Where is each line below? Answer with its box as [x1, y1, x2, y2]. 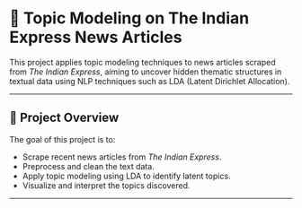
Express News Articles [9, 27, 182, 48]
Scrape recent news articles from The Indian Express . [22, 152, 222, 162]
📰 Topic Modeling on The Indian [9, 8, 250, 29]
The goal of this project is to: [9, 134, 116, 144]
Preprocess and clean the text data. [22, 160, 155, 171]
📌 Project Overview [9, 110, 120, 126]
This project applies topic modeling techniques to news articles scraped [9, 56, 276, 67]
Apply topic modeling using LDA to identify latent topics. [22, 170, 231, 181]
